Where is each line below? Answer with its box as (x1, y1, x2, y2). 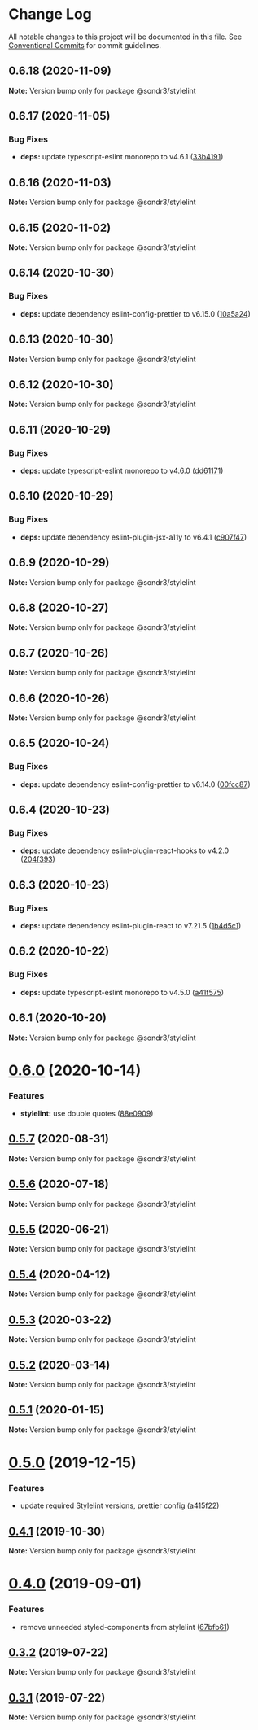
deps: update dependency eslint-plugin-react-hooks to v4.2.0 (20, 845, 230, 855)
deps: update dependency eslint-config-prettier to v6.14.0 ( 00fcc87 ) (20, 779, 251, 789)
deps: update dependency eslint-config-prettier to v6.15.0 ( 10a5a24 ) (20, 308, 251, 318)
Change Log (8, 5, 92, 24)
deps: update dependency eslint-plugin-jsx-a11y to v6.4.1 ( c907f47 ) (20, 532, 247, 542)
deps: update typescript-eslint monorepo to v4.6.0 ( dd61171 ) (20, 465, 224, 476)
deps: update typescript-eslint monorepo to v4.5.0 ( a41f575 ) (20, 987, 225, 997)
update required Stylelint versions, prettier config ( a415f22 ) (20, 1501, 220, 1510)
